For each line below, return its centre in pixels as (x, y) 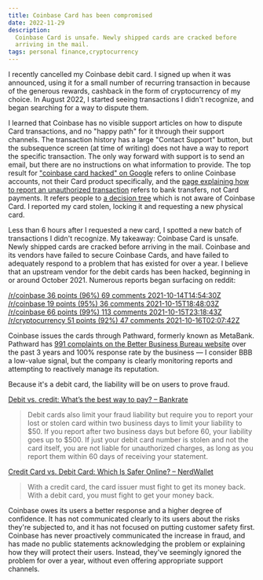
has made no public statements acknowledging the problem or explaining (127, 544)
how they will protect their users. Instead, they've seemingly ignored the (125, 552)
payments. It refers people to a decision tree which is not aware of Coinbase (131, 198)
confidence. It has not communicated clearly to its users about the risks (124, 519)
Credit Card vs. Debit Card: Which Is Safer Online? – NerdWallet (111, 472)
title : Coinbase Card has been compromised (80, 15)
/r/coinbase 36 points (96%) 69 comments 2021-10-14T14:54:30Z (115, 295)
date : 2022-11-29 (37, 23)
